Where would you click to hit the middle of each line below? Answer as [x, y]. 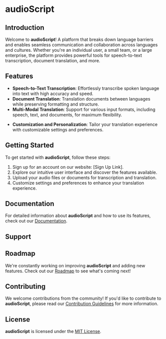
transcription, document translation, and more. [53, 60]
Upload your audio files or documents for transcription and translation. [84, 177]
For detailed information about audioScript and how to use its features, [78, 216]
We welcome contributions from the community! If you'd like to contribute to [83, 298]
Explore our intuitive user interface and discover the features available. [85, 172]
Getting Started [30, 145]
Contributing [25, 286]
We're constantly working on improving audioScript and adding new [75, 265]
